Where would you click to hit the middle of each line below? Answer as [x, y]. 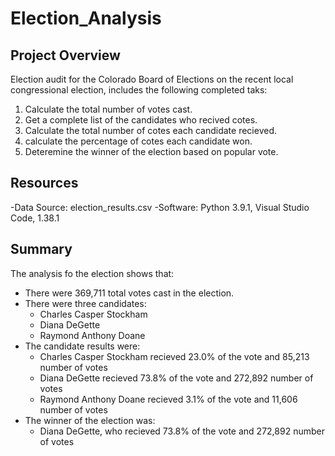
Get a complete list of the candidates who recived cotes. [141, 120]
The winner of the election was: [90, 420]
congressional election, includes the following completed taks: [139, 90]
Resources [44, 183]
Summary [41, 249]
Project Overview [65, 55]
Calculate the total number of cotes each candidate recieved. [150, 130]
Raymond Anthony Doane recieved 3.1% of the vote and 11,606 [168, 399]
